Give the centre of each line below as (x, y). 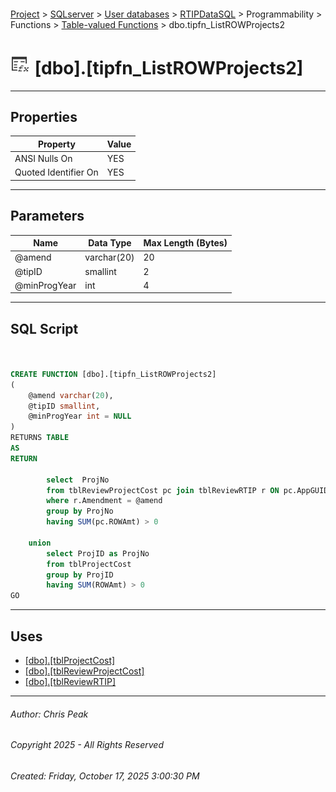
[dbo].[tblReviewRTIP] (70, 682)
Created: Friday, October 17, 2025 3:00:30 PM (105, 776)
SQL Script (44, 328)
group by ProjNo (80, 511)
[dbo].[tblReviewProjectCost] (84, 671)
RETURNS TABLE (40, 438)
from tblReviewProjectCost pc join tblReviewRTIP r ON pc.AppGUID (187, 490)
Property (56, 144)
